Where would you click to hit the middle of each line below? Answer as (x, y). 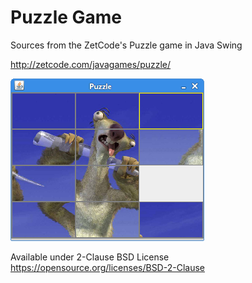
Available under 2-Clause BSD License (90, 257)
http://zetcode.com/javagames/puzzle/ (91, 64)
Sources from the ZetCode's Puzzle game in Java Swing (126, 45)
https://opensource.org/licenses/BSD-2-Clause (107, 267)
